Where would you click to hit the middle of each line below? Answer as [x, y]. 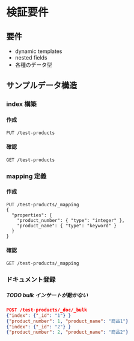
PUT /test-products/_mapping [43, 204]
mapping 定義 [26, 176]
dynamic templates [38, 51]
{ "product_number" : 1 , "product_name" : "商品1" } [67, 321]
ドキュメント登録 [31, 279]
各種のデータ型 [33, 65]
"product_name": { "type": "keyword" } [67, 226]
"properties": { [32, 215]
